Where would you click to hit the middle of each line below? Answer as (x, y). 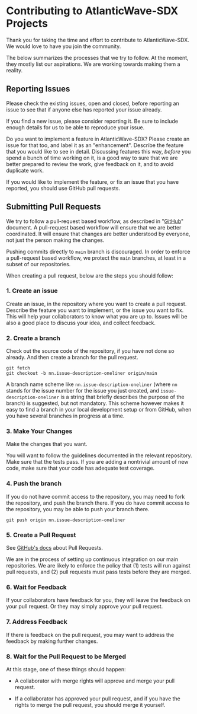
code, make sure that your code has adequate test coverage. (80, 468)
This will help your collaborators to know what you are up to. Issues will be (97, 316)
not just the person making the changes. (55, 240)
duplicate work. (25, 170)
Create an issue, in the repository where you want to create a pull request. (96, 304)
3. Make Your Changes (39, 431)
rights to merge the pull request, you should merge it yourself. (90, 705)
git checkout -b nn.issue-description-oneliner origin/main (82, 374)
